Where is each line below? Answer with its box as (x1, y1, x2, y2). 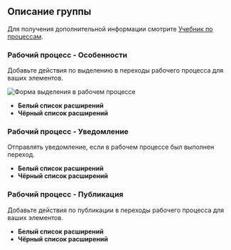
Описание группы (7, 6, 92, 18)
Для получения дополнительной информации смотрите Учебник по (7, 24, 213, 33)
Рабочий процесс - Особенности (7, 50, 128, 60)
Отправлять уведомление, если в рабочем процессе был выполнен (7, 142, 215, 152)
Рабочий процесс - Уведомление (7, 127, 129, 137)
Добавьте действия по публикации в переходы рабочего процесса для (7, 206, 225, 214)
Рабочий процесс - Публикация (7, 189, 124, 199)
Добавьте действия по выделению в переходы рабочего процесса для (7, 66, 224, 75)
